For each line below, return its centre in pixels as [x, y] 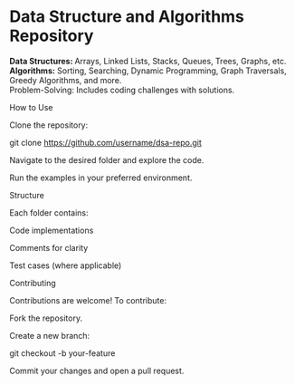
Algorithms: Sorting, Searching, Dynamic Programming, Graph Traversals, [148, 71]
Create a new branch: [50, 335]
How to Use [31, 107]
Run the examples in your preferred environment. [101, 178]
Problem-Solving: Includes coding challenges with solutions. [122, 90]
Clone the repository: [49, 125]
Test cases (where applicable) [66, 265]
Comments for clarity [49, 247]
